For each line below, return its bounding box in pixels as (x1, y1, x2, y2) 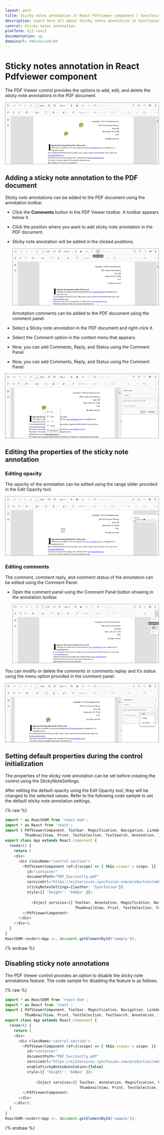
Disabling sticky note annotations (5, 960, 110, 968)
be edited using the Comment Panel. (5, 580, 79, 586)
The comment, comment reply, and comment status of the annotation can (5, 574, 153, 580)
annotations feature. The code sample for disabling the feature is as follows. (5, 978, 158, 984)
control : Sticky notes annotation (5, 24, 76, 28)
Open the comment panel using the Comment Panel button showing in (12, 589, 154, 595)
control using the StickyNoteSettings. (5, 778, 80, 784)
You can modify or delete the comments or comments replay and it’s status (5, 668, 156, 674)
